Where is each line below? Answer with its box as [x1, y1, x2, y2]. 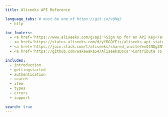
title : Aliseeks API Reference [5, 7, 70, 13]
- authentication [9, 72, 46, 77]
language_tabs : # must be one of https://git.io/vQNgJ [5, 16, 122, 22]
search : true [5, 104, 32, 109]
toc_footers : [5, 30, 32, 35]
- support [9, 95, 30, 100]
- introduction [9, 62, 41, 68]
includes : [5, 58, 26, 63]
